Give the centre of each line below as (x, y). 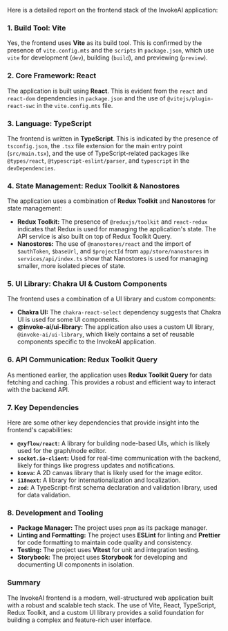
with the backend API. (38, 389)
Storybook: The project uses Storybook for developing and (102, 558)
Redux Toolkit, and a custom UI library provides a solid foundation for (106, 612)
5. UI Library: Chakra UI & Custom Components (87, 284)
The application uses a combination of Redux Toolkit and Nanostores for (112, 201)
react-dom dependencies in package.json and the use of (86, 98)
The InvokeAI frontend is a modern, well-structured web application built (110, 598)
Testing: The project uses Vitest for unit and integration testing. (108, 550)
